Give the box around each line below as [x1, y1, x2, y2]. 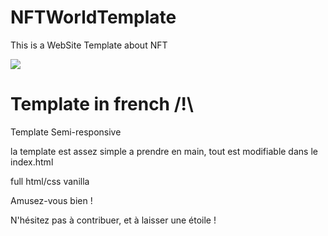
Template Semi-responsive [10, 126, 122, 138]
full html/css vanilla [10, 175, 90, 187]
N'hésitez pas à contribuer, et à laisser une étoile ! [10, 214, 217, 226]
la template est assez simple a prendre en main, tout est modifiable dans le [10, 145, 318, 157]
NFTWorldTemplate [10, 6, 177, 29]
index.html [10, 156, 54, 168]
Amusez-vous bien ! [10, 194, 93, 206]
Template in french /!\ [10, 93, 194, 116]
